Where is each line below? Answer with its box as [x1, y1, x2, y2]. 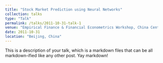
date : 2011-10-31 [5, 30, 40, 34]
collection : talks [5, 12, 42, 16]
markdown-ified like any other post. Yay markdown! [5, 52, 108, 58]
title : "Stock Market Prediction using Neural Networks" [5, 7, 123, 12]
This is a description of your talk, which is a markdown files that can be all [5, 47, 153, 53]
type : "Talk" [5, 16, 32, 21]
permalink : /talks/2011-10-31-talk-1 [5, 20, 81, 26]
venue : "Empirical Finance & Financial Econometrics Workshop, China [5, 25, 149, 30]
